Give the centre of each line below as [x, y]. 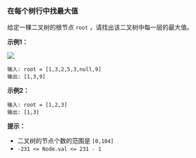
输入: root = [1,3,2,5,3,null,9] [54, 70]
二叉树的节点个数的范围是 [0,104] [65, 141]
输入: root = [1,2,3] [37, 105]
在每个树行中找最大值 [43, 10]
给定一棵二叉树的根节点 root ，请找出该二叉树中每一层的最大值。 [100, 27]
